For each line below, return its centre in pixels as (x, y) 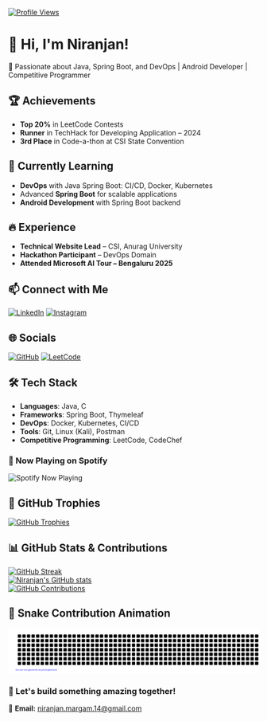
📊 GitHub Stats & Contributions (88, 549)
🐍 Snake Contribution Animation (89, 613)
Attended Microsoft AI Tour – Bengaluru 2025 (96, 264)
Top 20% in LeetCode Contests (72, 124)
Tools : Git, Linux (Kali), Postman (72, 431)
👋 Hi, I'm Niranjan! (69, 45)
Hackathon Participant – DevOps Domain (88, 255)
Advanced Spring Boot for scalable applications (98, 194)
